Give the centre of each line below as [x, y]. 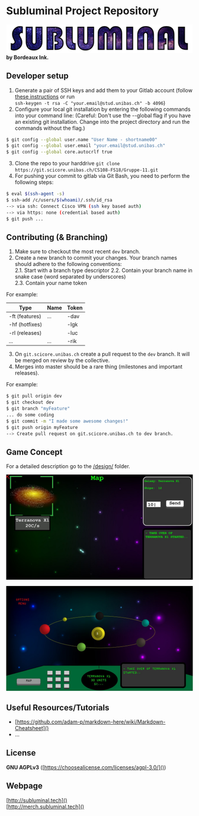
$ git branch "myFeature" [38, 409]
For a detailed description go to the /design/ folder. [68, 466]
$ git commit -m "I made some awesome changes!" [67, 421]
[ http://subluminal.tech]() [37, 800]
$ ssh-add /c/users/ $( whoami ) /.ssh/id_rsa [59, 200]
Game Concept [34, 452]
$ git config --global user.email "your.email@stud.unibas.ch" [86, 146]
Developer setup [38, 76]
